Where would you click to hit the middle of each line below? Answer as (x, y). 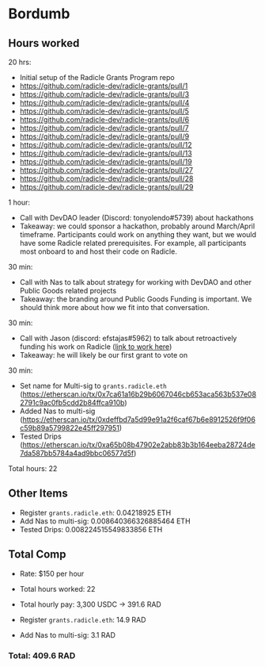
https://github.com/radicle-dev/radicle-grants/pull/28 (106, 178)
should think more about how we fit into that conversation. (114, 307)
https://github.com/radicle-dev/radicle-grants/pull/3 (104, 94)
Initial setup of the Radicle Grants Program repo (97, 77)
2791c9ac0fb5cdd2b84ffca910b (72, 402)
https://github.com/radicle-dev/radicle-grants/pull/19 (106, 162)
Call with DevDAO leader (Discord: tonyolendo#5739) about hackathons (137, 218)
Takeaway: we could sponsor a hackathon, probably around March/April (137, 226)
